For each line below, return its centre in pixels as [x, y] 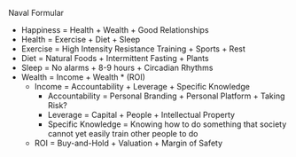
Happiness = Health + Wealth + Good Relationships [115, 30]
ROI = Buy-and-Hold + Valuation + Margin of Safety [129, 143]
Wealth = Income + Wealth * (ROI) [83, 77]
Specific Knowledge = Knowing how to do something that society [167, 124]
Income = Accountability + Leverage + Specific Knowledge [142, 86]
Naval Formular [36, 13]
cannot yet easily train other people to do [123, 133]
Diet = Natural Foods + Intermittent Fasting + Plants [115, 58]
